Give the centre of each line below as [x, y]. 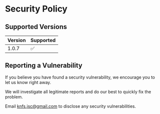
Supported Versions [36, 27]
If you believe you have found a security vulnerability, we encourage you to [80, 77]
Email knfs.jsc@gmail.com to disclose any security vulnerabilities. [71, 106]
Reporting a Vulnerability [44, 65]
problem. [14, 97]
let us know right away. [28, 82]
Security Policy [36, 9]
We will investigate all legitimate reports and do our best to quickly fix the [78, 92]
